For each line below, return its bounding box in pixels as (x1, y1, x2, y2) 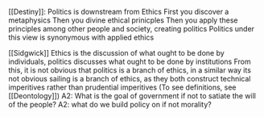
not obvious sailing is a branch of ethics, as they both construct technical (8, 74, 251, 83)
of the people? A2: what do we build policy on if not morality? (8, 100, 212, 109)
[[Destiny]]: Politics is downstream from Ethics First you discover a (8, 7, 229, 16)
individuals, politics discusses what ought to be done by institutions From (8, 56, 251, 66)
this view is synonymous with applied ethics (8, 32, 155, 42)
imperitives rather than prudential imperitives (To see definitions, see (8, 82, 237, 92)
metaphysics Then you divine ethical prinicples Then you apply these (8, 15, 238, 25)
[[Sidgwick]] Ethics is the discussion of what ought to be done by (8, 48, 225, 57)
